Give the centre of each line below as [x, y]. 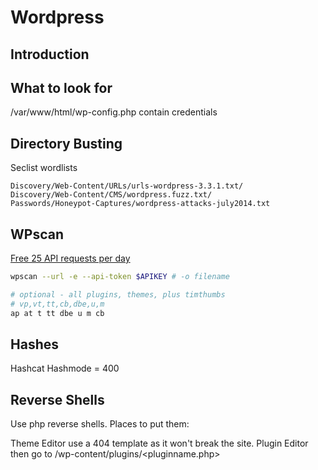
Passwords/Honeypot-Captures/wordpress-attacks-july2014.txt [140, 204]
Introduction [50, 54]
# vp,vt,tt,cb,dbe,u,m [57, 304]
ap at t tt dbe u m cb [57, 313]
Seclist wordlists [44, 168]
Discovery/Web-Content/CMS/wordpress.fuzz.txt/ [111, 195]
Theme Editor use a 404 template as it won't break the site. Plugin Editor [159, 443]
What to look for [61, 87]
